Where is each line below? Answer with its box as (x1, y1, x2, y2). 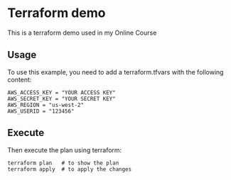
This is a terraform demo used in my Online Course (7, 28, 157, 37)
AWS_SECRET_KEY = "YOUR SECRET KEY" (7, 95, 116, 102)
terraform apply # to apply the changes (7, 165, 132, 173)
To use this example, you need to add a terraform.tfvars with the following (7, 67, 224, 76)
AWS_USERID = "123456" (7, 108, 75, 115)
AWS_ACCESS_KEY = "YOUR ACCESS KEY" (7, 89, 116, 96)
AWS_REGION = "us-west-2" (7, 101, 84, 108)
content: (7, 75, 32, 84)
